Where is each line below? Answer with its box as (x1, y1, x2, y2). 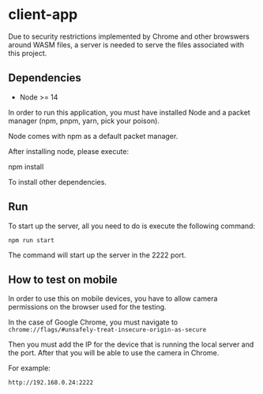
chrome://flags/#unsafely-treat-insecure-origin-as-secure (8, 326, 207, 334)
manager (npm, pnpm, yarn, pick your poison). (8, 116, 160, 126)
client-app (8, 6, 78, 24)
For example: (8, 363, 51, 373)
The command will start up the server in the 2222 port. (8, 250, 186, 260)
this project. (8, 48, 47, 58)
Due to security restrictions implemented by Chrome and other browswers (8, 32, 250, 41)
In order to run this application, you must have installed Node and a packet (8, 107, 250, 117)
